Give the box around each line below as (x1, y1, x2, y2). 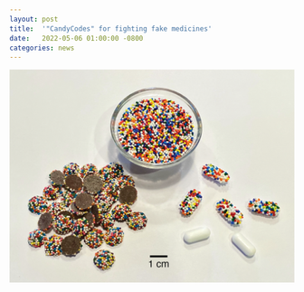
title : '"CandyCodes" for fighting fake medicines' (9, 24, 213, 33)
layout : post (9, 14, 59, 24)
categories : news (9, 43, 75, 52)
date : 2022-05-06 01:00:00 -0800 (9, 33, 144, 42)
